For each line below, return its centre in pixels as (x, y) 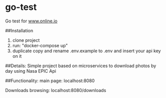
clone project (26, 40)
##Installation (19, 30)
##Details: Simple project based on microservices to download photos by (81, 66)
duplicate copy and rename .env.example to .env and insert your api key (86, 51)
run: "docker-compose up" (40, 45)
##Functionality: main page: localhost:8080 (50, 81)
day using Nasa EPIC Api (31, 71)
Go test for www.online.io (31, 21)
